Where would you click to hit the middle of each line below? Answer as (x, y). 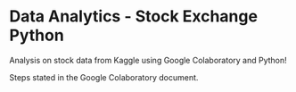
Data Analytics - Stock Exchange (134, 17)
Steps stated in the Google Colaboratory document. (104, 77)
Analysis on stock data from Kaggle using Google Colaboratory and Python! (148, 60)
